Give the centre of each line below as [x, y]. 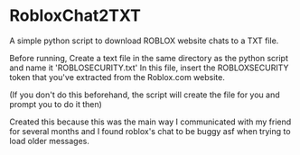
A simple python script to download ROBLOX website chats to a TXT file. [144, 41]
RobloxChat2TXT [75, 16]
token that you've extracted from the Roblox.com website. [117, 77]
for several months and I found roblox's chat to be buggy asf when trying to [150, 131]
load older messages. [50, 141]
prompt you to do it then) [56, 104]
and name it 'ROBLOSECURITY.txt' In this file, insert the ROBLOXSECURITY [149, 68]
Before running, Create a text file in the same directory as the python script [149, 58]
